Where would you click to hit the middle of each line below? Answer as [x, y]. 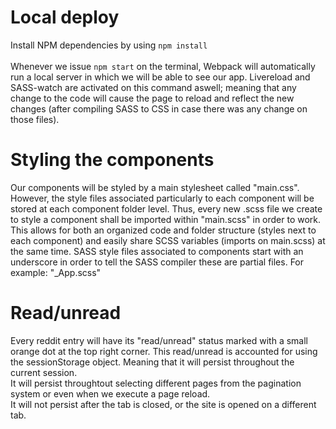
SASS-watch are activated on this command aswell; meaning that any [153, 87]
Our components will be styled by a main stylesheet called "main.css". [155, 187]
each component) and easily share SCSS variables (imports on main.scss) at [168, 240]
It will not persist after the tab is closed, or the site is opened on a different [163, 404]
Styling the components [112, 160]
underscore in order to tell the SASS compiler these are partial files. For [157, 262]
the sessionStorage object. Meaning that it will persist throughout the [152, 362]
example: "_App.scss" [56, 272]
